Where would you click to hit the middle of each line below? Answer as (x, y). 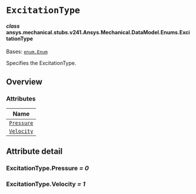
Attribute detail (34, 152)
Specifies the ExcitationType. (41, 63)
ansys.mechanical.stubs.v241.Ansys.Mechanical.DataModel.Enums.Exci (98, 32)
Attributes (21, 98)
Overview (24, 82)
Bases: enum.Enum (27, 51)
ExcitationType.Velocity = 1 (46, 184)
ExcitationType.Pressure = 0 (48, 169)
